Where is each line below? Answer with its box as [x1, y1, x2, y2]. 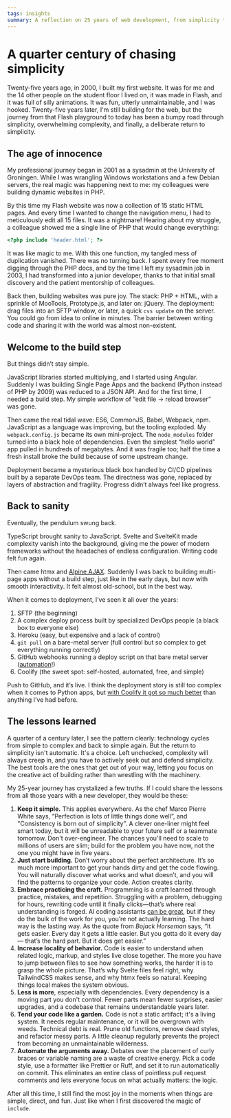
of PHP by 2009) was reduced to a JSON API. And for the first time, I [7, 387, 201, 395]
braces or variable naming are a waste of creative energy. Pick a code [16, 1054, 216, 1062]
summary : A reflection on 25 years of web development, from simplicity [7, 17, 220, 23]
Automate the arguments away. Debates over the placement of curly [16, 1046, 214, 1055]
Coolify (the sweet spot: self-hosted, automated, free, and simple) [16, 667, 204, 676]
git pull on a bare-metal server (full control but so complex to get [16, 638, 206, 646]
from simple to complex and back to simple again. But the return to [7, 741, 196, 749]
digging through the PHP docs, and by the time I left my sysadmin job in [7, 264, 210, 273]
